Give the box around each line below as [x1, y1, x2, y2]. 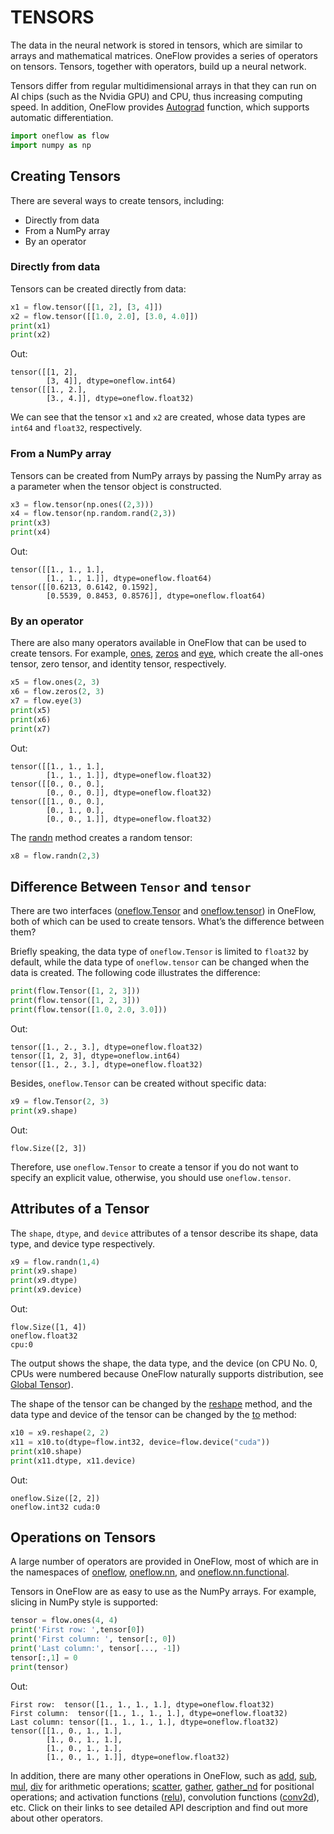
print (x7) [10, 724, 52, 734]
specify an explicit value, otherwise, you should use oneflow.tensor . [10, 1171, 292, 1183]
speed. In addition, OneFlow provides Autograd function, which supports [10, 101, 310, 113]
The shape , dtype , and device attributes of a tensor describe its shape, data [10, 1227, 319, 1239]
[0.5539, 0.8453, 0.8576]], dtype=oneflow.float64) [46, 591, 267, 601]
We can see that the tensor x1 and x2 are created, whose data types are [10, 411, 306, 423]
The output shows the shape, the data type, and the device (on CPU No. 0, [10, 1357, 318, 1370]
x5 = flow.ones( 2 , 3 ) [10, 677, 101, 688]
